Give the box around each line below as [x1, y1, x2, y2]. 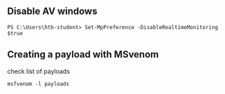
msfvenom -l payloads [7, 80, 70, 87]
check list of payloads [7, 67, 71, 75]
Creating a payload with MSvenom [7, 48, 159, 61]
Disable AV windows [7, 6, 98, 17]
